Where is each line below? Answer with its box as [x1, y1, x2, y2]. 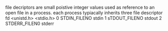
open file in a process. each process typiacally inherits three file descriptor [5, 10, 163, 16]
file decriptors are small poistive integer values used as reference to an [5, 5, 155, 10]
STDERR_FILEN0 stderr [5, 20, 55, 26]
